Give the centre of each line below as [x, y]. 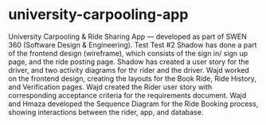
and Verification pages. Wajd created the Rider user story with [110, 87]
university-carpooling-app [98, 15]
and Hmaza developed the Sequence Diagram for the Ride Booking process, [133, 104]
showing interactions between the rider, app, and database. [106, 112]
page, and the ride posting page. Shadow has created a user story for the [129, 62]
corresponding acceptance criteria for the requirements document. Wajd [127, 95]
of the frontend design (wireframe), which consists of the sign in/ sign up [128, 53]
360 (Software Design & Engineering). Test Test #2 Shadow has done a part [133, 44]
